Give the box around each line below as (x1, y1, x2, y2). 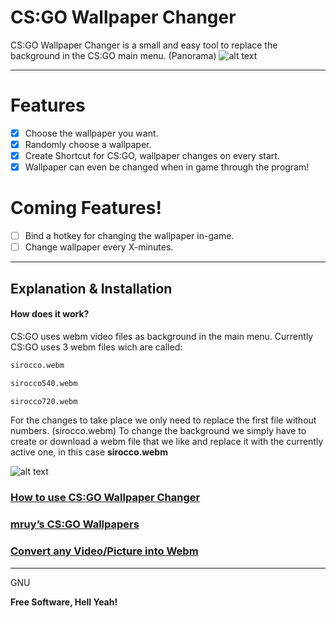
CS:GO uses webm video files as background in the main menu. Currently (10, 330, 314, 342)
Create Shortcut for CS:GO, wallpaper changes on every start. (24, 150, 280, 161)
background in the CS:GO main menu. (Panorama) (10, 49, 217, 61)
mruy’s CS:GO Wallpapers (10, 517, 140, 531)
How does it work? (10, 308, 90, 320)
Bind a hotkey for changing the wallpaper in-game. (24, 230, 235, 242)
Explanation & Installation (10, 280, 173, 297)
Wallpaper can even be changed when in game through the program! (24, 161, 310, 173)
